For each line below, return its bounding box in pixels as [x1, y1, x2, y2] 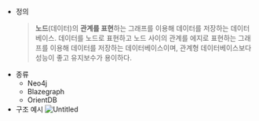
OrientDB [27, 95, 57, 104]
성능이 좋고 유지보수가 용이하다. [35, 53, 132, 62]
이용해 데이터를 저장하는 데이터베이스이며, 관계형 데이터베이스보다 [49, 43, 252, 53]
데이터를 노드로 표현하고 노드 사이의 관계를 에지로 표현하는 [58, 34, 237, 42]
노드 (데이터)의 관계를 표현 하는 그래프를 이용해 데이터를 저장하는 [35, 24, 229, 33]
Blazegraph [27, 87, 65, 96]
